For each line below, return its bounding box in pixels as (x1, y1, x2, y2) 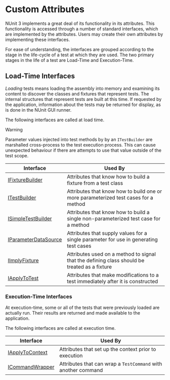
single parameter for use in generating (66, 236, 158, 243)
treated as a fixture (66, 263, 112, 270)
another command (59, 367, 103, 374)
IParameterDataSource (8, 236, 62, 243)
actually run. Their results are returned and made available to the (5, 310, 141, 316)
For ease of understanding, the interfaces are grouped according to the (5, 46, 154, 52)
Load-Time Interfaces (5, 72, 75, 81)
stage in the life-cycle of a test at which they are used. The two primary (5, 52, 154, 58)
